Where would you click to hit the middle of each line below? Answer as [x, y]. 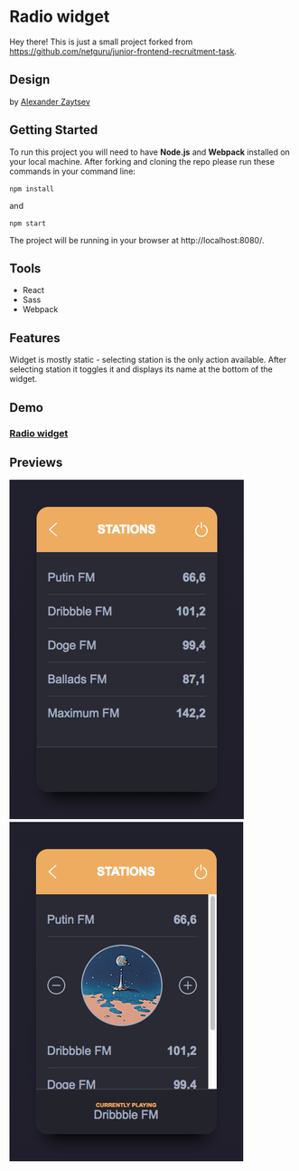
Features [35, 338]
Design [30, 80]
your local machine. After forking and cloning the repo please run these [142, 161]
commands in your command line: [72, 171]
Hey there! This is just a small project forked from [101, 42]
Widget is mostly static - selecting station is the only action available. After [148, 360]
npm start [28, 224]
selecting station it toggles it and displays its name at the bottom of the [141, 369]
